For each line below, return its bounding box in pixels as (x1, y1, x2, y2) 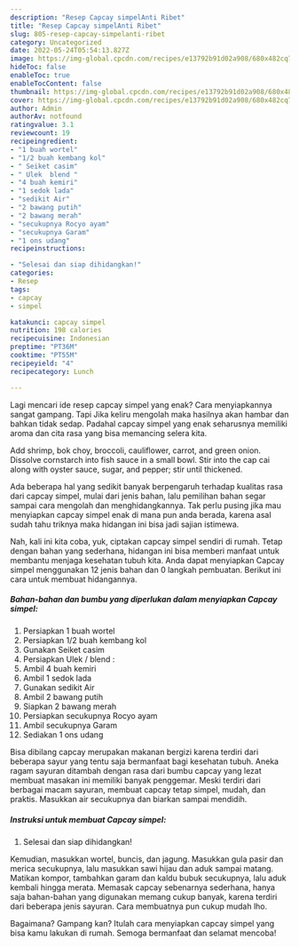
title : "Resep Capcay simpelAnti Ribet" (10, 21, 162, 30)
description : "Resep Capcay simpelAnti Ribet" (10, 12, 185, 22)
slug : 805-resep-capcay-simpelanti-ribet (10, 29, 166, 38)
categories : (10, 268, 54, 278)
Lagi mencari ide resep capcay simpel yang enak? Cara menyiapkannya (10, 399, 273, 410)
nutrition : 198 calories (10, 326, 102, 335)
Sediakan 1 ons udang (22, 729, 104, 740)
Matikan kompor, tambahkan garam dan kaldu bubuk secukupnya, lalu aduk (10, 872, 287, 884)
